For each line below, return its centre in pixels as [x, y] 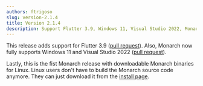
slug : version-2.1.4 [32, 17]
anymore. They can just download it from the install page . [78, 76]
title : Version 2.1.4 [34, 23]
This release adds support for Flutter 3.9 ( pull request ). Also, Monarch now [99, 46]
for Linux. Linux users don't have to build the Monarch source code [90, 70]
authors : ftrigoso [29, 12]
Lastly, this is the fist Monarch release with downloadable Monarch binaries [100, 64]
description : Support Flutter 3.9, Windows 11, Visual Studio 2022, [94, 29]
